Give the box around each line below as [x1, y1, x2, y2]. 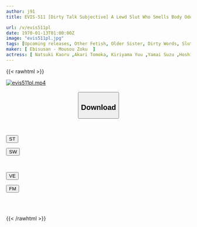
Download [81, 103, 116, 112]
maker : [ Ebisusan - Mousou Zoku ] [6, 46, 96, 53]
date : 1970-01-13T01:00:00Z [6, 30, 75, 36]
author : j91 [6, 8, 35, 15]
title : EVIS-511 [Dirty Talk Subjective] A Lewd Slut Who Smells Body [6, 14, 182, 20]
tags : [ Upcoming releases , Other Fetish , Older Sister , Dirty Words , [6, 41, 180, 47]
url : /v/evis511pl [6, 25, 51, 30]
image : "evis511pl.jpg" [6, 36, 64, 42]
